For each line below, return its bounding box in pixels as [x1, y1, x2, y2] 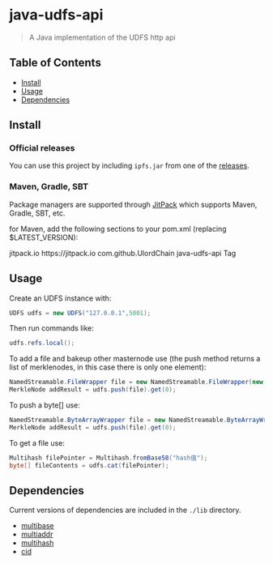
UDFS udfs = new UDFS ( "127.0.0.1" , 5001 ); [9, 309, 151, 317]
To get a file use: [9, 438, 66, 447]
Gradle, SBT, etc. [9, 208, 66, 218]
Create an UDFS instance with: [9, 293, 112, 303]
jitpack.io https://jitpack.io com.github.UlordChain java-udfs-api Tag [9, 248, 237, 258]
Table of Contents [9, 56, 102, 70]
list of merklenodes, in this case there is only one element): [9, 362, 207, 372]
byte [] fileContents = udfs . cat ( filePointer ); [9, 461, 169, 469]
